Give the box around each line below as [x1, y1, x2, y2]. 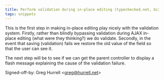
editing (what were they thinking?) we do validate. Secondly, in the [17, 35, 151, 41]
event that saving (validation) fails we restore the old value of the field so [5, 40, 151, 46]
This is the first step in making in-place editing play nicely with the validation [5, 25, 159, 31]
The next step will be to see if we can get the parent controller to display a [5, 55, 155, 61]
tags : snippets [5, 12, 36, 16]
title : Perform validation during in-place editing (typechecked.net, [5, 7, 152, 12]
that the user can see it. [5, 46, 53, 51]
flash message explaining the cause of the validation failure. [5, 60, 126, 66]
